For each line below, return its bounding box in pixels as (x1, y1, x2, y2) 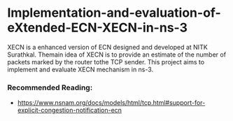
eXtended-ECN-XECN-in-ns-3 (7, 20, 188, 36)
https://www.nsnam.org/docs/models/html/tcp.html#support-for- (17, 99, 206, 107)
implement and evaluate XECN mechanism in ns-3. (7, 65, 154, 73)
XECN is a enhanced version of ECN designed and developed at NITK (7, 43, 208, 51)
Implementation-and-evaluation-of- (7, 5, 222, 21)
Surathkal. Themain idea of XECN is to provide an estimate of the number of (7, 50, 226, 59)
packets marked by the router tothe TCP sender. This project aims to (7, 57, 205, 66)
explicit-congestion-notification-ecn (17, 106, 122, 115)
